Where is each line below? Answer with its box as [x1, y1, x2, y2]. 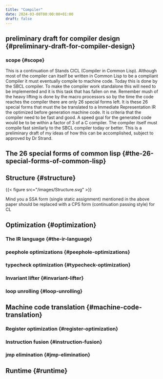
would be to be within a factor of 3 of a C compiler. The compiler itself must [5, 120, 158, 126]
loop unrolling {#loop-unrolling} [5, 288, 82, 295]
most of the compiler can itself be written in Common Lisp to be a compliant [5, 73, 158, 79]
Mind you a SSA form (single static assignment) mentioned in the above [5, 196, 150, 202]
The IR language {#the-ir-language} [5, 235, 92, 242]
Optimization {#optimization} [5, 221, 97, 229]
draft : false [5, 16, 32, 21]
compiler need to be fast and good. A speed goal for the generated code [5, 114, 152, 120]
